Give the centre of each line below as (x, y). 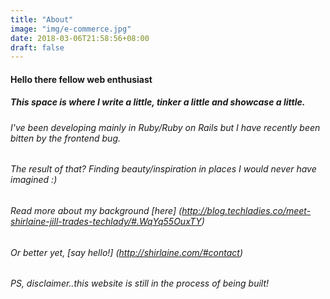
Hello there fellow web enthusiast (81, 79)
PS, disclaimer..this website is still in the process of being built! (140, 283)
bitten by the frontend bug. (66, 138)
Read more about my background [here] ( (96, 211)
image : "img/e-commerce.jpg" (71, 29)
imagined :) (34, 180)
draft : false (37, 47)
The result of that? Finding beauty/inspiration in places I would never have (163, 169)
